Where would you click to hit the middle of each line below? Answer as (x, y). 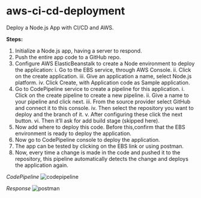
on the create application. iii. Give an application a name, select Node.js (103, 76)
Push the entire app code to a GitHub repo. (68, 57)
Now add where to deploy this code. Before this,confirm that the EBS (100, 127)
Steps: (14, 39)
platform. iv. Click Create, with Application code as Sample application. (102, 83)
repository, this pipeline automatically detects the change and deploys (102, 159)
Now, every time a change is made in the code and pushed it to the (97, 152)
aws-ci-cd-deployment (66, 11)
